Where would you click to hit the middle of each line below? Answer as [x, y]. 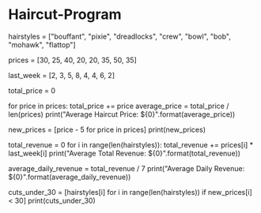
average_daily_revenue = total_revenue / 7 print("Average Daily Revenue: [127, 168]
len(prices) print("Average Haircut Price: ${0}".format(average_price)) [122, 114]
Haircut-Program [65, 15]
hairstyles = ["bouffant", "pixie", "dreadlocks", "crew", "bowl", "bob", [120, 36]
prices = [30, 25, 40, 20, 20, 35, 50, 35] [72, 60]
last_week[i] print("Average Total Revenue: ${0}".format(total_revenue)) [125, 153]
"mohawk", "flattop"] [42, 44]
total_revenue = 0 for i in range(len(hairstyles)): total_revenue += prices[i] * [131, 144]
